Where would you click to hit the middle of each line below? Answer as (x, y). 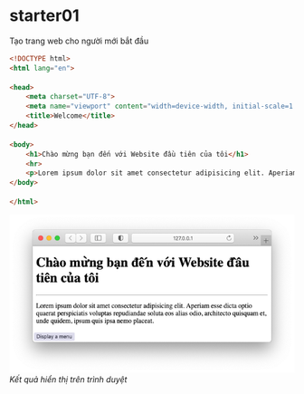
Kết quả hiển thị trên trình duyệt (68, 379)
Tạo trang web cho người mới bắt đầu (79, 41)
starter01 (44, 16)
